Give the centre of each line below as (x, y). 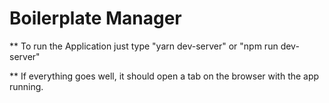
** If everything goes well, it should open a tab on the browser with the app (164, 76)
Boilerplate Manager (95, 18)
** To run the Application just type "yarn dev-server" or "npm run (144, 46)
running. (26, 86)
